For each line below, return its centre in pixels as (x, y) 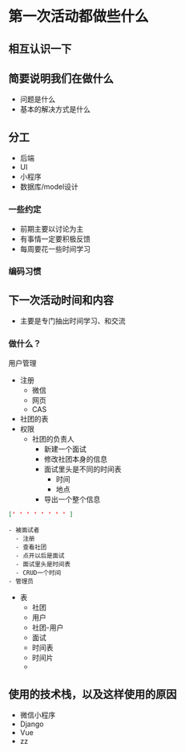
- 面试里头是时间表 (43, 565)
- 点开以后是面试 (40, 556)
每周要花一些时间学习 (55, 249)
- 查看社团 (31, 548)
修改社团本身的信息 (76, 458)
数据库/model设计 (49, 187)
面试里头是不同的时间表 (82, 469)
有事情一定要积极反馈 (55, 239)
